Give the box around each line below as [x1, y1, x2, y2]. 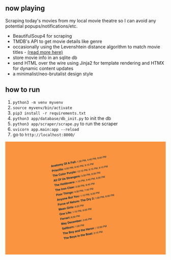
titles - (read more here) [12, 49, 63, 55]
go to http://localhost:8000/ [12, 131, 75, 137]
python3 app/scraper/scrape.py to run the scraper [12, 121, 118, 127]
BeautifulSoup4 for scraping [12, 33, 72, 39]
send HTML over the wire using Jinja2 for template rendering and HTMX [12, 60, 164, 66]
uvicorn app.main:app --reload [12, 127, 79, 132]
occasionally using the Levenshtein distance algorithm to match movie [12, 43, 160, 50]
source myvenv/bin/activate [12, 105, 72, 110]
